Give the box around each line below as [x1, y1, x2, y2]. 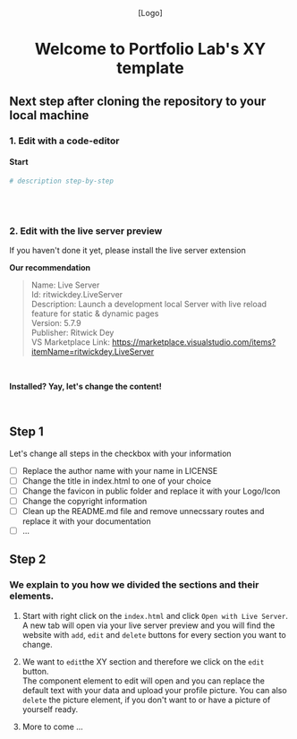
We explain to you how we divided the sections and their [9, 579, 259, 591]
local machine [9, 107, 89, 123]
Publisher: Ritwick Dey [30, 327, 115, 338]
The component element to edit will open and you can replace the [21, 675, 266, 686]
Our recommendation [9, 262, 91, 272]
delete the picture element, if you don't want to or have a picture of [21, 694, 271, 705]
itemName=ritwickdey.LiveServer [30, 346, 155, 357]
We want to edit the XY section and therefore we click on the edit [21, 656, 265, 666]
